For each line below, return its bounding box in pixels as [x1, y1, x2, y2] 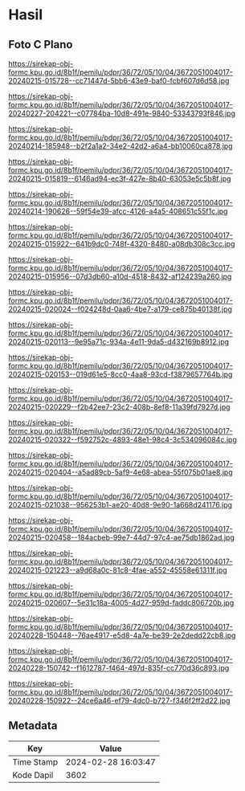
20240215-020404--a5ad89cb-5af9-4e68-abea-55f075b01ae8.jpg [8, 467, 233, 477]
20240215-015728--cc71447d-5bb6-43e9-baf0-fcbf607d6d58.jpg [8, 76, 230, 85]
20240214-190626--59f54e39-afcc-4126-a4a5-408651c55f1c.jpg [8, 206, 228, 216]
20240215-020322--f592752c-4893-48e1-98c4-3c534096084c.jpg [8, 435, 237, 444]
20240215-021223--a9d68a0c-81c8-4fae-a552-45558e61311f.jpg [8, 565, 227, 575]
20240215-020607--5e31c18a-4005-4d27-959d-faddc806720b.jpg [8, 598, 235, 607]
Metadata [8, 719, 58, 732]
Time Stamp [12, 756, 59, 768]
